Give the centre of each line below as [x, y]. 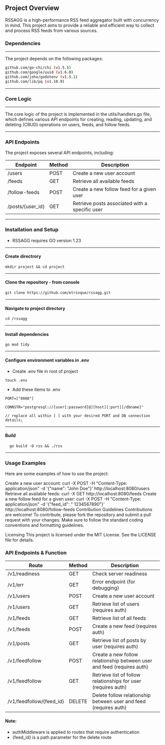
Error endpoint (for [114, 582]
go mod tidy [17, 345]
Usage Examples [26, 463]
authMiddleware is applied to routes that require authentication [76, 732]
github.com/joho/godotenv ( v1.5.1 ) [41, 77]
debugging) [106, 588]
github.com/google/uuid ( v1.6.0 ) [39, 72]
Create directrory [23, 257]
